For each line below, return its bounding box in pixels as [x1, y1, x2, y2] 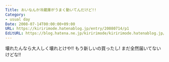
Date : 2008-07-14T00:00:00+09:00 [5, 21, 75, 27]
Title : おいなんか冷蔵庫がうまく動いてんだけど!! [5, 7, 97, 13]
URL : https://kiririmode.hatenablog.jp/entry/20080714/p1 [5, 26, 129, 31]
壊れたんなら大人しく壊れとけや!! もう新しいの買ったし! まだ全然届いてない [5, 45, 161, 51]
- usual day [5, 17, 30, 22]
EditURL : [5, 31, 24, 36]
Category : [5, 12, 26, 17]
